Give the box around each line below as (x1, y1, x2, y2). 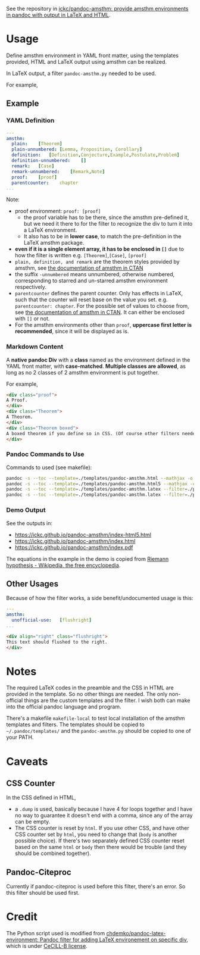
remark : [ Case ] (11, 163, 55, 169)
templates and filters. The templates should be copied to (6, 721, 145, 728)
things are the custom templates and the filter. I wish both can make (24, 697, 190, 704)
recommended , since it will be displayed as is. (14, 327, 129, 335)
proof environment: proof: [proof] (14, 208, 101, 215)
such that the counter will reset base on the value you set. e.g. (14, 296, 168, 303)
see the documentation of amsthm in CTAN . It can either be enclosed (14, 309, 185, 316)
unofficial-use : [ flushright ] (11, 617, 92, 623)
